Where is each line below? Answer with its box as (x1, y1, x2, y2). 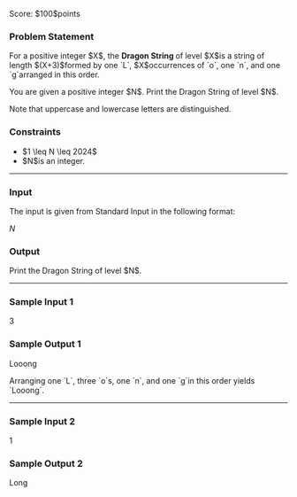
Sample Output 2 (9, 457, 83, 470)
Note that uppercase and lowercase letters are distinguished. (9, 104, 232, 114)
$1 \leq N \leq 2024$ (21, 146, 97, 157)
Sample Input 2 (9, 415, 75, 427)
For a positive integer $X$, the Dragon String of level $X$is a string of (9, 50, 265, 61)
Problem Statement (9, 30, 95, 43)
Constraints (9, 126, 62, 138)
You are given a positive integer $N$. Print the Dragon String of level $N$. (9, 87, 279, 97)
